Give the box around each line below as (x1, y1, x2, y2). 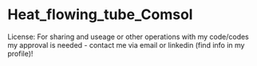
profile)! (7, 49, 34, 58)
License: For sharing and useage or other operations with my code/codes (7, 32, 249, 41)
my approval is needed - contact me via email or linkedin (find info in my (7, 40, 245, 49)
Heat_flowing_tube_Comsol (7, 6, 193, 24)
